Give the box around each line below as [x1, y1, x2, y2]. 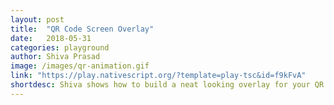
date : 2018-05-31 [10, 33, 92, 43]
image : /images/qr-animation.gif [10, 61, 150, 71]
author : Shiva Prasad [10, 52, 101, 62]
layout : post [10, 14, 65, 25]
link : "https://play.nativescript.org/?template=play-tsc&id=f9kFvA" [10, 71, 307, 81]
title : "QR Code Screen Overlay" [10, 24, 155, 34]
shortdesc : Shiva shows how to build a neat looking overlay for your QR [10, 80, 325, 90]
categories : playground [10, 42, 110, 53]
